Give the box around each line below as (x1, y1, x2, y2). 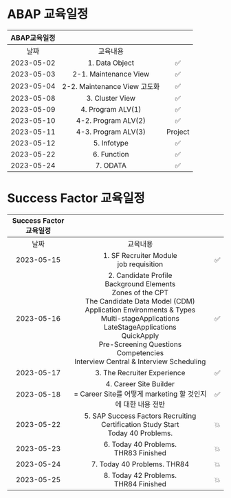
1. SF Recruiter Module (102, 250, 177, 260)
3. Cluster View (86, 93, 136, 103)
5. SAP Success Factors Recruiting (84, 411, 197, 421)
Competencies (116, 348, 164, 357)
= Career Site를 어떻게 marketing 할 (73, 389, 186, 399)
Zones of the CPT (111, 288, 169, 297)
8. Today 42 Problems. (103, 470, 177, 480)
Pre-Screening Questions (98, 339, 182, 349)
